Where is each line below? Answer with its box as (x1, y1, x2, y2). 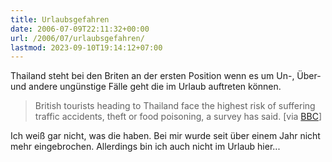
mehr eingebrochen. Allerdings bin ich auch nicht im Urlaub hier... (10, 141, 281, 153)
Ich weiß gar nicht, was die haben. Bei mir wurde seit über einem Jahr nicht (10, 130, 321, 142)
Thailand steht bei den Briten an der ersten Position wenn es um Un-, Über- (10, 70, 322, 82)
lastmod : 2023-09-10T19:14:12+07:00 (10, 42, 163, 53)
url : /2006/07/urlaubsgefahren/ (10, 33, 145, 43)
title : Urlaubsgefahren (10, 14, 110, 25)
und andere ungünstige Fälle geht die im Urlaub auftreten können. (10, 81, 282, 93)
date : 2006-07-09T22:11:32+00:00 (10, 24, 150, 34)
